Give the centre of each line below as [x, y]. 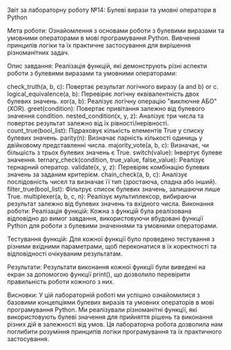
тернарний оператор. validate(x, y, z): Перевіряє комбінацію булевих [109, 167]
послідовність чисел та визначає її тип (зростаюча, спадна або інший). [112, 182]
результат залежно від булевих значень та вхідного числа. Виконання [110, 204]
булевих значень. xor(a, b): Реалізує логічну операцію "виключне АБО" [112, 101]
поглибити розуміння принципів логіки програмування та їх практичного [114, 331]
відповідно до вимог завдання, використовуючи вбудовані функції [105, 218]
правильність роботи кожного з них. [61, 281]
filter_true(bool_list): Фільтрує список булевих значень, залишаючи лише [114, 189]
